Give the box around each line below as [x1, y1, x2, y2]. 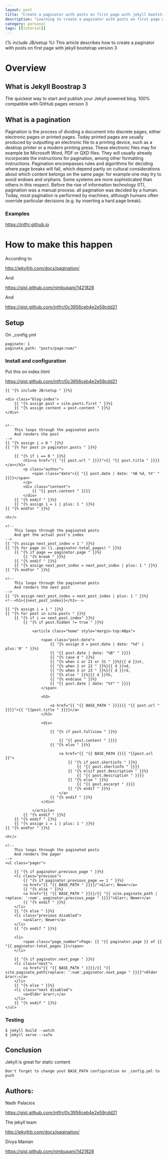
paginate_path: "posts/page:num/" [5, 345, 77, 350]
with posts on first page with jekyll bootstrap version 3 [5, 45, 117, 51]
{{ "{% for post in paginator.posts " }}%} [5, 445, 97, 450]
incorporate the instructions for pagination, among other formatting [5, 155, 144, 161]
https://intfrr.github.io [5, 221, 49, 227]
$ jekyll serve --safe [5, 1032, 52, 1037]
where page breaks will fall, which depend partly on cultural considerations [5, 165, 160, 171]
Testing [5, 1016, 24, 1023]
